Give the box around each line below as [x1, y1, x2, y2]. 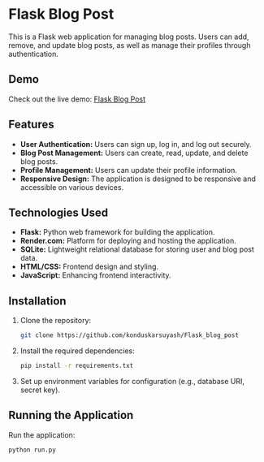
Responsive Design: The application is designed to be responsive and [19, 174, 256, 184]
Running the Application [8, 408, 134, 422]
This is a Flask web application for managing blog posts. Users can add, [8, 32, 249, 41]
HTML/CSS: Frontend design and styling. [19, 261, 159, 272]
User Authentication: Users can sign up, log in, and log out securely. [19, 139, 252, 149]
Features [8, 118, 54, 132]
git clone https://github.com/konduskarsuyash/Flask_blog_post [19, 331, 240, 339]
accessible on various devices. [19, 182, 124, 192]
